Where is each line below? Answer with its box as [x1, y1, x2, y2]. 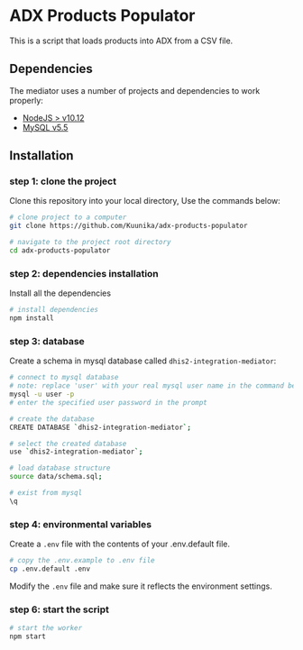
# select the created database [9, 439, 127, 448]
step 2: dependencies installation [9, 267, 160, 279]
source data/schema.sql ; [9, 472, 103, 481]
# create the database [9, 414, 95, 424]
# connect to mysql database [9, 373, 119, 382]
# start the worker [9, 624, 83, 633]
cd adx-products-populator [9, 246, 111, 255]
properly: [9, 95, 43, 105]
